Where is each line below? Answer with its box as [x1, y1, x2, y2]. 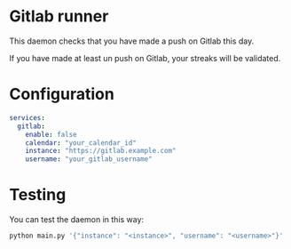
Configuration [9, 84, 115, 104]
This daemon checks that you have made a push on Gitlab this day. [9, 36, 255, 46]
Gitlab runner [9, 6, 109, 27]
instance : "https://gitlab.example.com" [25, 147, 177, 156]
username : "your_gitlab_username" [25, 155, 153, 164]
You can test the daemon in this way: [9, 214, 145, 225]
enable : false [25, 130, 77, 139]
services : [9, 113, 46, 122]
